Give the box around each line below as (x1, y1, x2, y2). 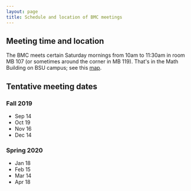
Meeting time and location (6, 36, 104, 46)
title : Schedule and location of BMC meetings (6, 14, 123, 20)
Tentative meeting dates (6, 81, 98, 92)
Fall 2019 (6, 99, 32, 107)
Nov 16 (14, 125, 32, 132)
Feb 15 (14, 166, 31, 173)
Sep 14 (14, 113, 32, 119)
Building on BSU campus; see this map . (6, 64, 102, 72)
